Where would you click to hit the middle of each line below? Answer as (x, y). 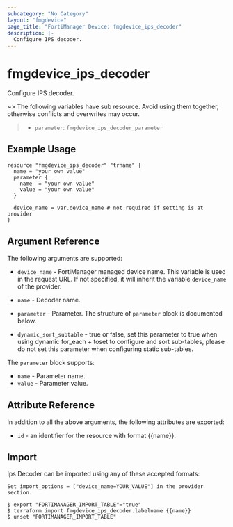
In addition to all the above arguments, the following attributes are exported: (116, 422)
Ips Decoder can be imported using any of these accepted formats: (104, 474)
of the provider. (39, 286)
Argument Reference (54, 242)
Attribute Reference (51, 405)
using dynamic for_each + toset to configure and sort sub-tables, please (121, 341)
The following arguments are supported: (65, 258)
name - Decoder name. (49, 300)
